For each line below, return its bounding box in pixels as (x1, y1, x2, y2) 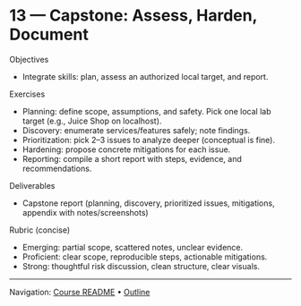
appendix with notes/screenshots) (21, 207, 150, 217)
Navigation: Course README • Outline (9, 286, 150, 297)
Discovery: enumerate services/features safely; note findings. (21, 124, 251, 135)
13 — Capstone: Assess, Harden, (9, 5, 258, 26)
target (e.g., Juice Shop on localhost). (21, 115, 162, 126)
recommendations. (21, 163, 92, 174)
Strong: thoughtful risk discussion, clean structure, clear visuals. (21, 260, 260, 271)
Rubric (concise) (9, 225, 71, 235)
